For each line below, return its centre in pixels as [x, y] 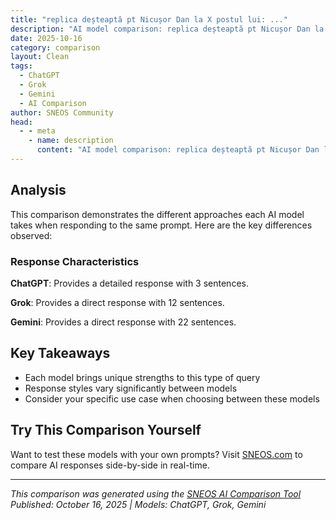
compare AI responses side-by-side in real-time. [110, 465]
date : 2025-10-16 [46, 38]
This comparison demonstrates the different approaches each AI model [157, 214]
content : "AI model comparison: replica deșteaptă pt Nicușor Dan [178, 150]
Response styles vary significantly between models [131, 388]
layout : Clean [40, 57]
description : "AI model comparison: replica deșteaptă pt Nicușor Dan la [167, 29]
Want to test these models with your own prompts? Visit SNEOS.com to [156, 454]
